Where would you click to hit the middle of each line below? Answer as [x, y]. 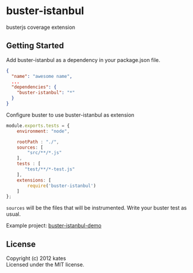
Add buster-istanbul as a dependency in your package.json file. [83, 60]
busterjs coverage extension [41, 27]
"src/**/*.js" [45, 153]
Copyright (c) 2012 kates [36, 258]
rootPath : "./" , [38, 142]
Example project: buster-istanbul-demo [54, 226]
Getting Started [35, 46]
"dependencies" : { [34, 87]
